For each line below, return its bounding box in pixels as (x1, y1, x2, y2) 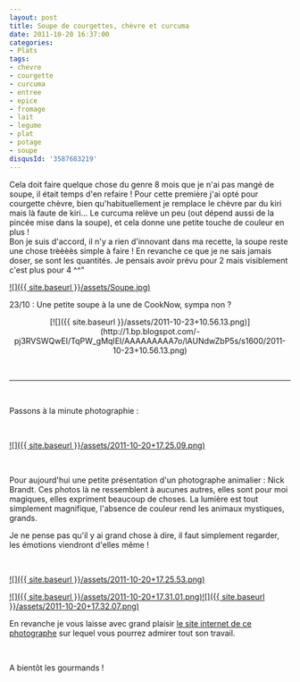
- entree (9, 88, 42, 97)
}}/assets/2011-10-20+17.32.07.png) (9, 601, 140, 611)
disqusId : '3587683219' (9, 154, 98, 164)
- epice (9, 96, 38, 105)
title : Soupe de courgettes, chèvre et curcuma (9, 21, 190, 30)
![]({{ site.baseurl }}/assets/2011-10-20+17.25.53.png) (9, 574, 205, 585)
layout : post (9, 13, 58, 22)
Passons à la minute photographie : (9, 405, 139, 416)
